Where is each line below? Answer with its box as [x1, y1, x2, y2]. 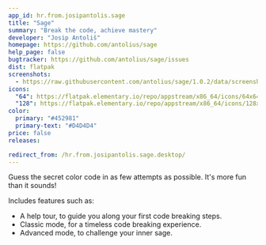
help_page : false [8, 48, 66, 56]
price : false [8, 129, 51, 137]
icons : [8, 85, 30, 93]
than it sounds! [8, 181, 57, 190]
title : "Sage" [8, 19, 55, 27]
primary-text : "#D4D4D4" [15, 122, 97, 130]
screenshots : [8, 70, 51, 78]
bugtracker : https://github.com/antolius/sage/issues [8, 56, 190, 64]
